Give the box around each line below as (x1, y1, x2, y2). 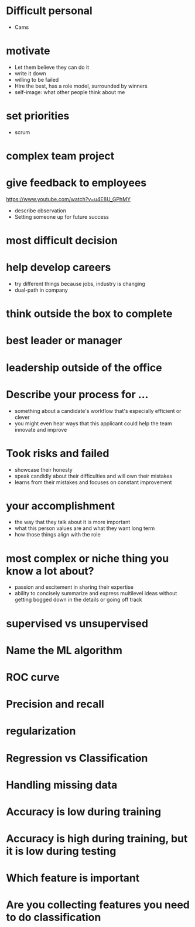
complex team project (6, 149, 115, 162)
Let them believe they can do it (14, 64, 90, 71)
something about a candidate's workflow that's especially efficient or (14, 407, 182, 414)
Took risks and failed (6, 446, 110, 460)
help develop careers (6, 261, 111, 274)
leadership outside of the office (6, 361, 162, 374)
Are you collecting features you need (6, 898, 190, 912)
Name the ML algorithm (6, 643, 123, 657)
